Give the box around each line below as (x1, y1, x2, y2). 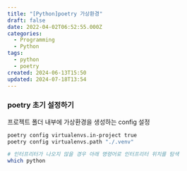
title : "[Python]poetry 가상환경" (7, 10, 103, 18)
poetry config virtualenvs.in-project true (7, 132, 138, 139)
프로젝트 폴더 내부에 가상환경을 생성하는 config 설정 (7, 118, 150, 126)
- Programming (13, 37, 55, 44)
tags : (7, 50, 23, 57)
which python (7, 158, 46, 165)
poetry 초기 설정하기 (7, 100, 74, 110)
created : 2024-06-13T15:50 (7, 69, 87, 76)
